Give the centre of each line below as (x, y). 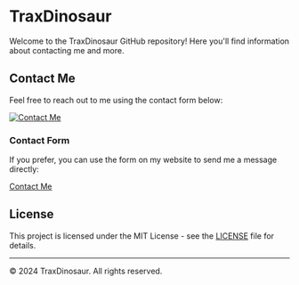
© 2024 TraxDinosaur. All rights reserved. (86, 271)
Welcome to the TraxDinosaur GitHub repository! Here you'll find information (149, 41)
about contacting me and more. (67, 50)
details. (23, 245)
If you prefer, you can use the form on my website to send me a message (143, 160)
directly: (24, 169)
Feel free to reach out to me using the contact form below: (116, 100)
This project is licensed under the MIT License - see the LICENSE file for (141, 236)
